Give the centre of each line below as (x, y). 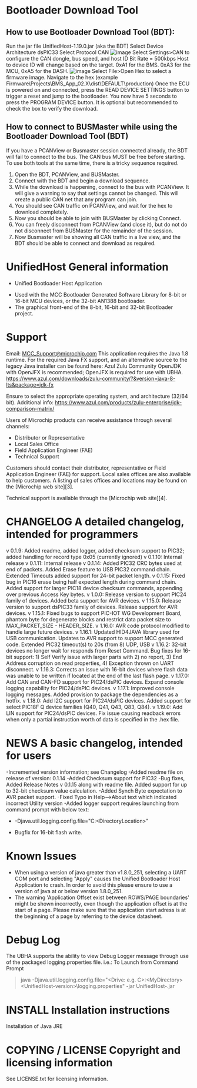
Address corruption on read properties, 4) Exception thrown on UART (90, 663)
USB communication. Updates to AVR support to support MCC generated (95, 638)
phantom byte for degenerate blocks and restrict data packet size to (89, 619)
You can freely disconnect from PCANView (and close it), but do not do (101, 224)
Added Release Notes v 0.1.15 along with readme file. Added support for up (97, 784)
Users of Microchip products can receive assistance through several (89, 420)
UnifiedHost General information (87, 267)
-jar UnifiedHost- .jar (151, 986)
